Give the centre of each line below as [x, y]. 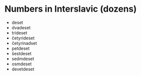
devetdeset [23, 69]
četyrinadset [24, 43]
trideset [19, 33]
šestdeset [22, 53]
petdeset [20, 48]
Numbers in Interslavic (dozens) [71, 9]
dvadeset [21, 27]
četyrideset [23, 38]
